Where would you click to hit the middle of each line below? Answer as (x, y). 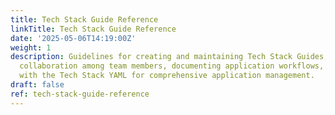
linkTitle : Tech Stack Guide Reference (93, 29)
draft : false (37, 85)
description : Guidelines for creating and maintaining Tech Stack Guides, (169, 57)
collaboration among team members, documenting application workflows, (172, 66)
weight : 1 (31, 47)
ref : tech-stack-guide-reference (80, 94)
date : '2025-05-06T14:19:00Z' (73, 38)
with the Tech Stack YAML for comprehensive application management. (167, 76)
